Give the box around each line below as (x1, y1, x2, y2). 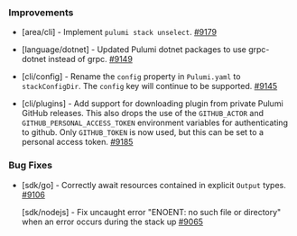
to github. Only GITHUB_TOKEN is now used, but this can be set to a (21, 127, 264, 138)
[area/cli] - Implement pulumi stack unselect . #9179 (21, 27, 218, 38)
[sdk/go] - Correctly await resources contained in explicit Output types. (21, 179, 286, 190)
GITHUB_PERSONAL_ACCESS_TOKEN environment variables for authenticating (21, 117, 288, 128)
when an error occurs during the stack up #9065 (21, 216, 204, 227)
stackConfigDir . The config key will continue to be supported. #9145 (21, 81, 278, 92)
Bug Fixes (8, 159, 53, 172)
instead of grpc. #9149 (48, 54, 133, 65)
